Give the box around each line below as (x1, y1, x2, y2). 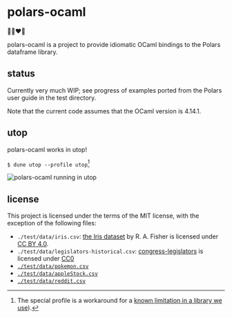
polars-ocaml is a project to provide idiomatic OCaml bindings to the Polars (7, 40, 221, 48)
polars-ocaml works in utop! (7, 145, 88, 153)
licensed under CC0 (17, 254, 75, 263)
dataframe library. (7, 48, 58, 56)
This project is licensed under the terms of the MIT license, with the (7, 212, 200, 220)
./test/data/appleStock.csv (17, 270, 98, 277)
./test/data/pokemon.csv (17, 263, 89, 270)
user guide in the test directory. (7, 93, 97, 102)
